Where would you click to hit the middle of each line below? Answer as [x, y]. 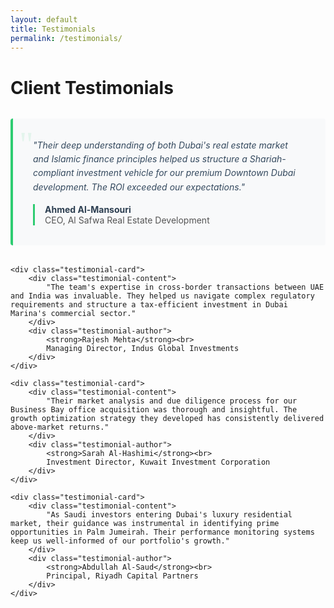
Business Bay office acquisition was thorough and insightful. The [154, 410]
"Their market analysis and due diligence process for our [172, 401]
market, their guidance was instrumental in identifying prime [145, 524]
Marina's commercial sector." [73, 314]
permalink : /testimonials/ [66, 38]
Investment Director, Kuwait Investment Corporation [158, 462]
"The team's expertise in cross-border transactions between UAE [185, 287]
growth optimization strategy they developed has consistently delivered [167, 419]
